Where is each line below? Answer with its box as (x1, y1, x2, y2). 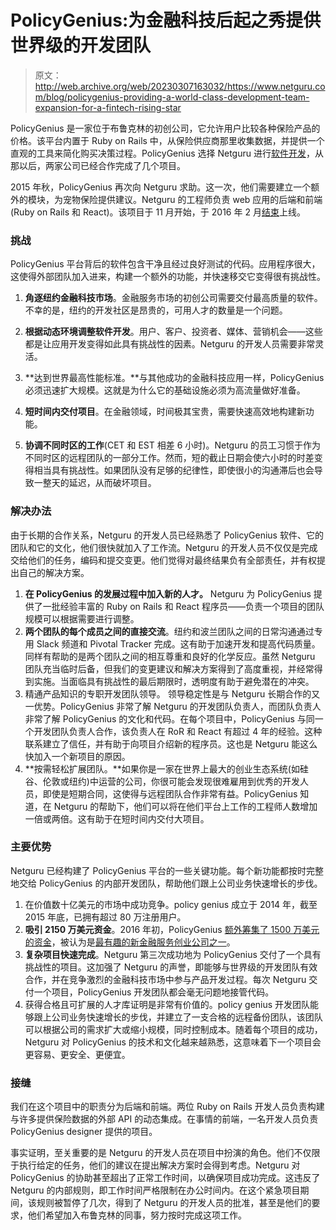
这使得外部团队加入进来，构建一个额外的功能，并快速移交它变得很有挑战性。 (10, 271, 326, 283)
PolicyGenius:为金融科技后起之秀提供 (10, 9, 322, 32)
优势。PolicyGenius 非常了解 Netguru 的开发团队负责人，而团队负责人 (33, 700, 322, 712)
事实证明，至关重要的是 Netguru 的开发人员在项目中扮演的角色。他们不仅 (10, 1147, 312, 1159)
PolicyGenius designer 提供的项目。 (10, 1126, 158, 1138)
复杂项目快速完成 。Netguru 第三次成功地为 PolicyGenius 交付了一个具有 (24, 948, 322, 960)
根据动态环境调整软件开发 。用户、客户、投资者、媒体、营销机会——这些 (24, 326, 323, 338)
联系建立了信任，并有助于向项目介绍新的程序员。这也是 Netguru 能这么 (24, 737, 318, 750)
